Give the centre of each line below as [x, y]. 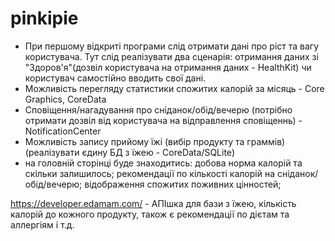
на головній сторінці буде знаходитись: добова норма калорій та [163, 163]
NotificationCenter [63, 131]
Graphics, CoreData [65, 99]
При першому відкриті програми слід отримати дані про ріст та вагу [172, 46]
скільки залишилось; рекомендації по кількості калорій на [150, 173]
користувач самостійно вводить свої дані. [115, 78]
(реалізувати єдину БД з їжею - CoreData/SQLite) [130, 152]
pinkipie [44, 18]
